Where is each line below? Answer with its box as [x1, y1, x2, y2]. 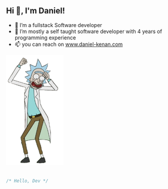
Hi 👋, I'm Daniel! [6, 6, 66, 16]
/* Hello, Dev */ [6, 178, 49, 184]
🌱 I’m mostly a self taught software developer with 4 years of [14, 28, 163, 35]
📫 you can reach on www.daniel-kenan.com [14, 41, 123, 48]
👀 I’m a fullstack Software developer [14, 21, 103, 28]
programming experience [14, 34, 76, 41]
